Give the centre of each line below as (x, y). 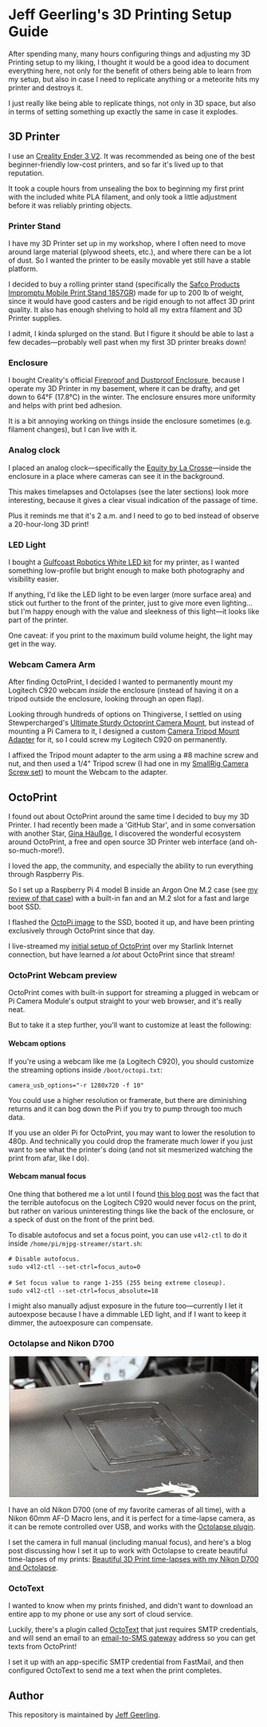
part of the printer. (38, 619)
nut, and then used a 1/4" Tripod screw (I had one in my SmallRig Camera (128, 764)
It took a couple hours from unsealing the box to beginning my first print (126, 188)
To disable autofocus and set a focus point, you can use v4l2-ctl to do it (128, 1235)
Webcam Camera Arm (52, 664)
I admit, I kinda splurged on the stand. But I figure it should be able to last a (131, 334)
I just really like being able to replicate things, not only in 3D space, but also (132, 103)
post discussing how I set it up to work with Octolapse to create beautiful (128, 1551)
